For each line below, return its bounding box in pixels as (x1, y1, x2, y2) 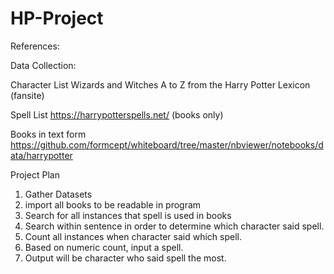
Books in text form (10, 128, 87, 140)
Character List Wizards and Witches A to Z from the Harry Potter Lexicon (10, 78, 311, 91)
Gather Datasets (24, 188, 93, 200)
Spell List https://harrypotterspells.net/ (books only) (10, 108, 224, 121)
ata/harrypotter (10, 149, 73, 161)
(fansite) (10, 89, 45, 101)
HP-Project (10, 7, 104, 30)
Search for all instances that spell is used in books (24, 209, 232, 221)
